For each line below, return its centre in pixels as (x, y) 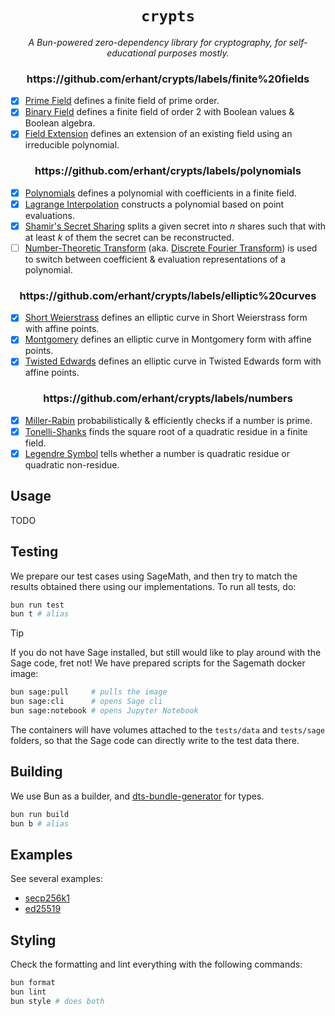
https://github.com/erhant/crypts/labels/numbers (168, 399)
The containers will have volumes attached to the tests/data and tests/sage (168, 729)
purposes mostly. (194, 53)
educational (131, 53)
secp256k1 (47, 898)
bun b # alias (40, 823)
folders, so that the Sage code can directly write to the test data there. (155, 740)
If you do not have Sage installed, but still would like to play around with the (166, 653)
